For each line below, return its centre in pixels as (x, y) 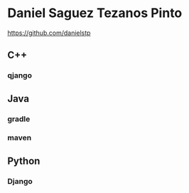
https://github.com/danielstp (49, 33)
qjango (20, 75)
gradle (19, 119)
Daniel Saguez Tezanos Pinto (95, 13)
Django (20, 181)
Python (24, 161)
